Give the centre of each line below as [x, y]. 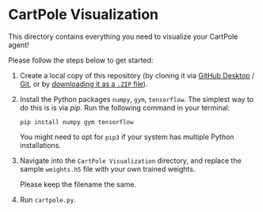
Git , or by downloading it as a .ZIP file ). [84, 84]
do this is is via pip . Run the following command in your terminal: [125, 108]
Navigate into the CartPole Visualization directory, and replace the [130, 161]
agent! [19, 44]
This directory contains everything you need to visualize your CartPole [123, 36]
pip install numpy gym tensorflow [76, 122]
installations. [40, 145]
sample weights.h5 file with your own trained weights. [107, 168]
